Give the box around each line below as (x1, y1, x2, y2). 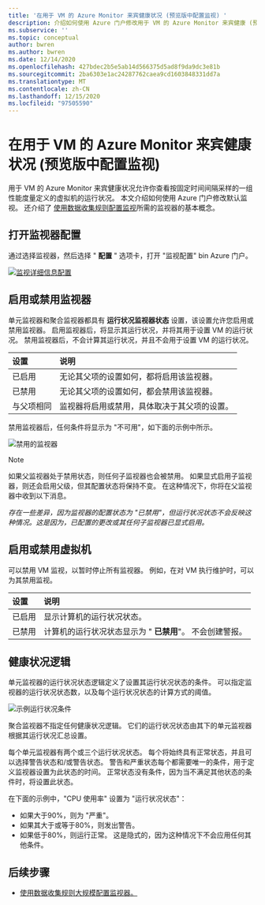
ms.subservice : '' (8, 26, 69, 34)
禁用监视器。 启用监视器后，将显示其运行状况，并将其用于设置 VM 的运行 (8, 325, 247, 335)
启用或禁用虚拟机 (8, 543, 91, 556)
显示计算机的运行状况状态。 (43, 611, 147, 622)
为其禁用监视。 (8, 575, 57, 585)
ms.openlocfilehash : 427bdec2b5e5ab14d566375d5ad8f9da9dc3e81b (8, 63, 221, 71)
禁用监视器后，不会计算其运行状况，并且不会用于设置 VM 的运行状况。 (23, 335, 254, 344)
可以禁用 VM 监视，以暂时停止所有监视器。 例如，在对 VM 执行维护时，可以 (8, 565, 255, 574)
